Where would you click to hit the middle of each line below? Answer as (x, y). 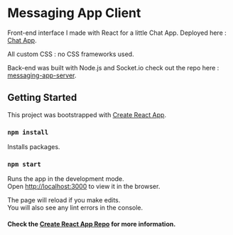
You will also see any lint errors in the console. (75, 208)
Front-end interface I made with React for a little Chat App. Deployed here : (117, 33)
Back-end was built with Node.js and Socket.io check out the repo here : (113, 67)
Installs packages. (34, 147)
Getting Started (42, 98)
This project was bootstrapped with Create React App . (87, 114)
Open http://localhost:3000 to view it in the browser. (84, 187)
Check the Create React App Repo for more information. (92, 224)
